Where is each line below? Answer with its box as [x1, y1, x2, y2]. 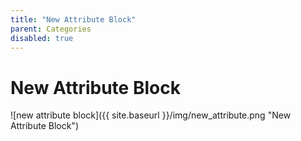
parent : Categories [10, 24, 92, 34]
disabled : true [10, 33, 74, 43]
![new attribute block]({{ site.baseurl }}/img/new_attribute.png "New [10, 109, 292, 121]
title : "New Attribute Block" [10, 14, 137, 25]
